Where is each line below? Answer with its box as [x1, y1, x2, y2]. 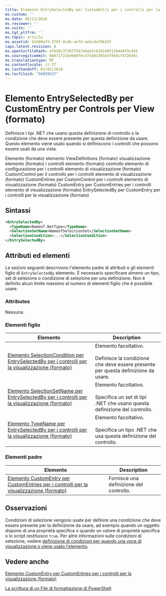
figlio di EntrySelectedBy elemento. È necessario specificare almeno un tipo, [5, 270, 160, 276]
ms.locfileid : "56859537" [5, 72, 58, 77]
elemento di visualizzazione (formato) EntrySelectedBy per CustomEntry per [5, 187, 161, 193]
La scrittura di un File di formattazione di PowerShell [5, 586, 112, 592]
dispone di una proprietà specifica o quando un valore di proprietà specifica [5, 527, 160, 533]
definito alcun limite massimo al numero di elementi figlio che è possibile [5, 280, 153, 286]
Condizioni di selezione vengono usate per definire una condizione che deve [5, 517, 161, 523]
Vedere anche [5, 557, 49, 566]
